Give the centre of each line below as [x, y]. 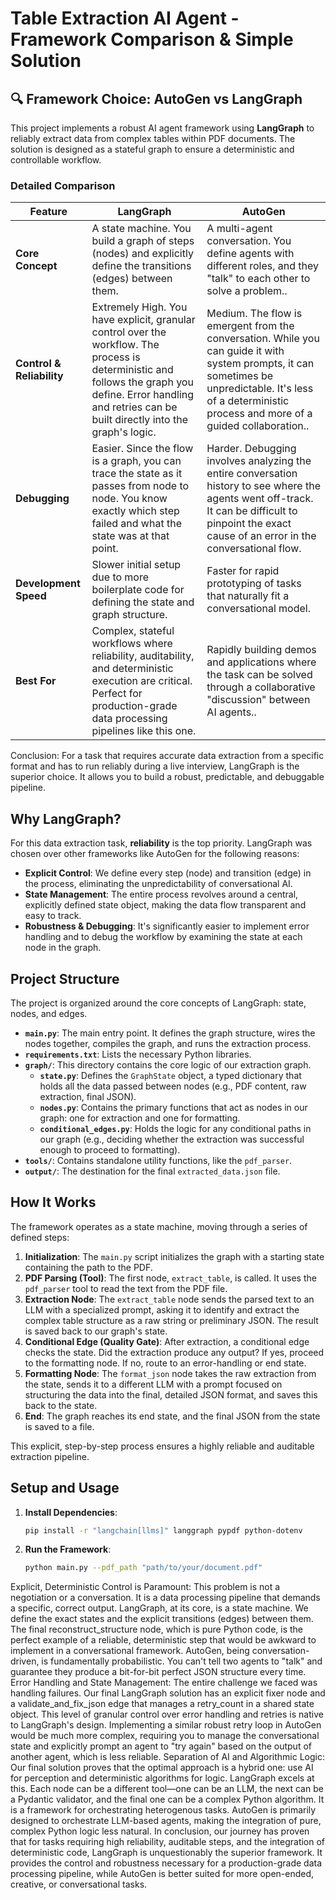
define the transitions [141, 266]
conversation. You [249, 241]
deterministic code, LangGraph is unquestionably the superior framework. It [166, 1853]
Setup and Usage [65, 1488]
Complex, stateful [133, 631]
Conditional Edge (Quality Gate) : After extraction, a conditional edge [167, 1341]
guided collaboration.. [258, 426]
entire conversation [252, 474]
